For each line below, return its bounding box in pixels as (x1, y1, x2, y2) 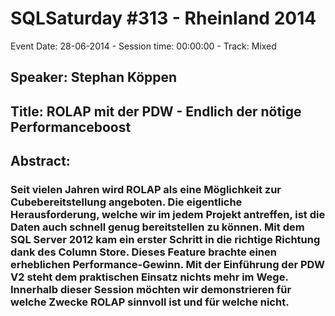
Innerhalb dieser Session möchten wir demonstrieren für (10, 283, 292, 297)
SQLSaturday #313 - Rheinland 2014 (10, 7, 317, 30)
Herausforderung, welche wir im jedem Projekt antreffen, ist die (10, 208, 326, 222)
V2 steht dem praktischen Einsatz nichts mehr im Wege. (10, 270, 289, 284)
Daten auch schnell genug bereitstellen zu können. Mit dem (10, 220, 305, 234)
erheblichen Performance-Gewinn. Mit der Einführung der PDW (10, 258, 325, 272)
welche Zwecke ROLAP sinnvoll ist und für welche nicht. (10, 295, 290, 309)
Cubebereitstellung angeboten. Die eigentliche (10, 195, 243, 209)
